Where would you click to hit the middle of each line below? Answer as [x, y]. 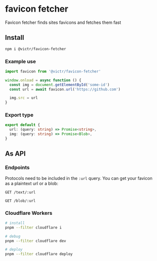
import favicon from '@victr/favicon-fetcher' [53, 71]
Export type [19, 115]
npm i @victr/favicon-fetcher [36, 49]
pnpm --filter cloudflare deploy [39, 254]
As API [15, 154]
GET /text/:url [20, 192]
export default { [23, 125]
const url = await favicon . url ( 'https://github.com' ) [65, 89]
